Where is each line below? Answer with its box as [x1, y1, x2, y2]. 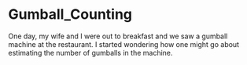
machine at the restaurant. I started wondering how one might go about [8, 39, 240, 49]
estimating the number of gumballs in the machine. [8, 48, 173, 57]
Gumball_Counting [8, 5, 132, 23]
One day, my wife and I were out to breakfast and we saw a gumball [8, 31, 228, 41]
